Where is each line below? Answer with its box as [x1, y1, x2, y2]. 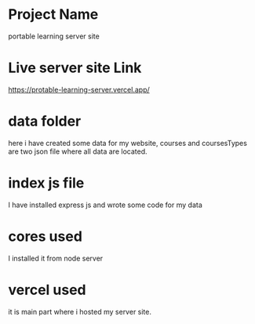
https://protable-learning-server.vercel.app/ [8, 85, 151, 94]
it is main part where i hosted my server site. [8, 307, 151, 316]
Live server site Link [8, 59, 142, 77]
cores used [8, 228, 82, 245]
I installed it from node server [8, 253, 104, 263]
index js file [8, 174, 85, 191]
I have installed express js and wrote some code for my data [8, 200, 202, 209]
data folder [8, 112, 82, 130]
